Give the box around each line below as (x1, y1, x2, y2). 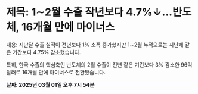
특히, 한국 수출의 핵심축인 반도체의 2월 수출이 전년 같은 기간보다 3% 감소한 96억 (6, 61, 193, 68)
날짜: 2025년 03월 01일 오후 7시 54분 (6, 81, 95, 88)
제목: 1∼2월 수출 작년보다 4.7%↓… (6, 5, 173, 19)
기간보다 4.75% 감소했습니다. (12, 48, 81, 55)
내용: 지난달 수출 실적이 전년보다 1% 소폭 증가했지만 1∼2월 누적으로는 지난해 (6, 41, 184, 48)
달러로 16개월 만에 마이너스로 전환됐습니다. (6, 68, 106, 76)
